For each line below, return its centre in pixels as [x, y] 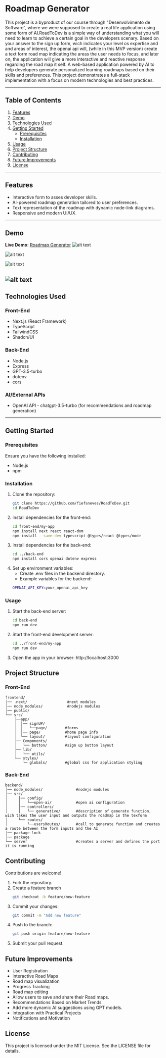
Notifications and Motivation [41, 1018]
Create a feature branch [37, 888]
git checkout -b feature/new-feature [51, 897]
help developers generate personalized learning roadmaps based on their [80, 69]
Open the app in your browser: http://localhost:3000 [65, 657]
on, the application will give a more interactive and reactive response [75, 59]
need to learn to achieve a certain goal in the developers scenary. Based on [82, 38]
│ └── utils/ [30, 754]
